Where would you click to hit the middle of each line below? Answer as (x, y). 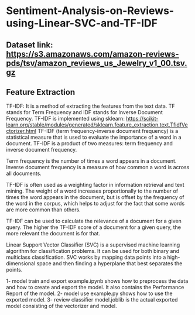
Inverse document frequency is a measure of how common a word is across (98, 167)
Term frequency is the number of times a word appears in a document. (91, 161)
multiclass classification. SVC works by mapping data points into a (86, 257)
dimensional (21, 263)
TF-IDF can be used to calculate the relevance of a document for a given (94, 221)
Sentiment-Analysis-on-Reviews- (90, 11)
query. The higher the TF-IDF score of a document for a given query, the (94, 227)
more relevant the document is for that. (53, 234)
